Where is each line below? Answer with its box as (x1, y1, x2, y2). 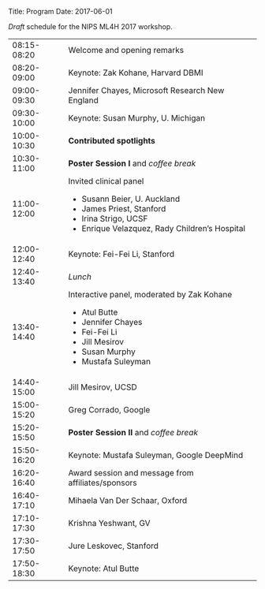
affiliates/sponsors (68, 477, 138, 488)
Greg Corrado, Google (68, 404, 151, 415)
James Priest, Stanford (81, 203, 166, 214)
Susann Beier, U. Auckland (81, 193, 180, 204)
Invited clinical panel (68, 176, 144, 186)
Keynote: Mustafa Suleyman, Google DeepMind (68, 449, 244, 460)
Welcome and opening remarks (68, 45, 185, 55)
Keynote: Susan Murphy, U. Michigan (68, 113, 206, 123)
